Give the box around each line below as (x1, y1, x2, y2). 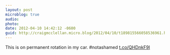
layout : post (5, 7, 33, 12)
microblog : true (5, 12, 39, 17)
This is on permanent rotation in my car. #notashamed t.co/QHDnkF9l (5, 44, 150, 50)
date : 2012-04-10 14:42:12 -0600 (5, 26, 76, 31)
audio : (5, 16, 19, 21)
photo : (5, 21, 19, 26)
